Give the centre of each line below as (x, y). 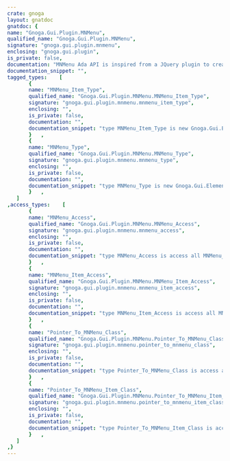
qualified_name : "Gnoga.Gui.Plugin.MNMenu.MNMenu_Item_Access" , (122, 281)
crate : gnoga (26, 13)
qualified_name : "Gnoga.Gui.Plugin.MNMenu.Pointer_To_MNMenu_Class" (128, 339)
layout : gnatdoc (30, 20)
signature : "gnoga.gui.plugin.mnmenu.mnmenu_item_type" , (111, 103)
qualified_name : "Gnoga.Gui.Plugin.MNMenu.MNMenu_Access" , (114, 224)
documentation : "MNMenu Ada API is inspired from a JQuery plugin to (108, 64)
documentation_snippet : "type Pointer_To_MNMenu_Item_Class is (120, 428)
